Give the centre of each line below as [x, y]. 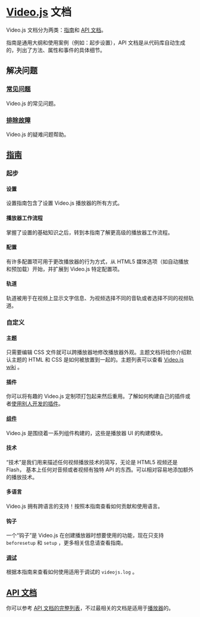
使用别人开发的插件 [35, 404]
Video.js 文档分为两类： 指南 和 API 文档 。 [57, 30]
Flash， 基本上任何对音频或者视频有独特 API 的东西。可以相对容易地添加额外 [100, 470]
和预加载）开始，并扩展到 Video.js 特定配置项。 [65, 269]
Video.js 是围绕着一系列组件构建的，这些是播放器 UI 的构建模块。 [86, 433]
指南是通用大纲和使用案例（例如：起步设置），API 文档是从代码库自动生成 [96, 42]
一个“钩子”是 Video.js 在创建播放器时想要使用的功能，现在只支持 [85, 535]
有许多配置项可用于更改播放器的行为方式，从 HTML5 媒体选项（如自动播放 [98, 261]
